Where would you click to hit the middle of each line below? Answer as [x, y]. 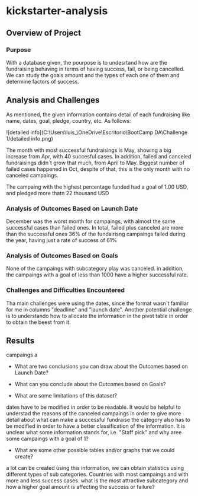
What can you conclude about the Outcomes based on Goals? [90, 384]
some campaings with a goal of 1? [47, 439]
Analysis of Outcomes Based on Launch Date [72, 208]
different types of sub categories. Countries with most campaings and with [97, 474]
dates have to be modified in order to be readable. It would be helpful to [94, 407]
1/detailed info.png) [30, 138]
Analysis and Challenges [53, 100]
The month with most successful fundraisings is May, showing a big [89, 150]
